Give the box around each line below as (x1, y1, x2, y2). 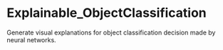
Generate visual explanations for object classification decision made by (6, 28, 216, 37)
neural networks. (6, 35, 56, 44)
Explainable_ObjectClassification (6, 5, 207, 21)
